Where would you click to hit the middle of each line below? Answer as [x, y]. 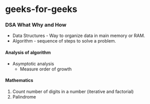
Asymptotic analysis [33, 63]
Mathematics [19, 80]
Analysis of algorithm [28, 52]
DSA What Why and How [36, 25]
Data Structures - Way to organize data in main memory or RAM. [79, 35]
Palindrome [24, 96]
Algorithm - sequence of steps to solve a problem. [64, 41]
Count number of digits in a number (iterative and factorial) [73, 91]
